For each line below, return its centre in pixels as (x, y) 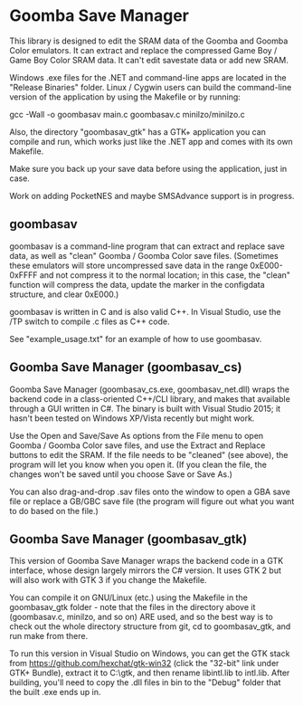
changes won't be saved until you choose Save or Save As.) (121, 474)
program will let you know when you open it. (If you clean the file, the (138, 464)
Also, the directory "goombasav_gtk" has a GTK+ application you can (138, 131)
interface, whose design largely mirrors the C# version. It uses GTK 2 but (146, 570)
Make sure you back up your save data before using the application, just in (148, 168)
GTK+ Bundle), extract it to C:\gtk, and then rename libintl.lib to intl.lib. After (150, 673)
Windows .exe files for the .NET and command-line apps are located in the (148, 77)
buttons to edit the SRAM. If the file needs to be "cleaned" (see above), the (149, 454)
